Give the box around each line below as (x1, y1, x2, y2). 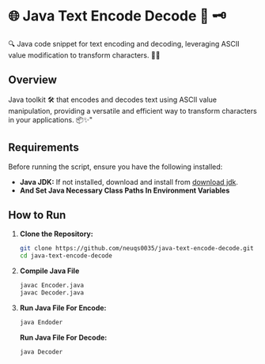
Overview (8, 73, 58, 87)
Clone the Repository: (19, 229, 93, 238)
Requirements (8, 141, 79, 155)
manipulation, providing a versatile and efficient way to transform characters (8, 106, 257, 115)
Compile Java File (19, 266, 80, 276)
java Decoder (19, 347, 63, 356)
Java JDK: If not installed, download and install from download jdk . (19, 177, 239, 186)
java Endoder (19, 318, 63, 326)
